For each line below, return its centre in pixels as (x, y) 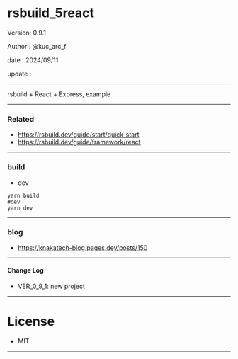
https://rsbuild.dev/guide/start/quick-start (78, 135)
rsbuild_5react (51, 13)
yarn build (23, 195)
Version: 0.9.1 (27, 33)
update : (19, 74)
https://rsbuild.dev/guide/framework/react (79, 142)
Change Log (25, 270)
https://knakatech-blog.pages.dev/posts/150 (83, 247)
